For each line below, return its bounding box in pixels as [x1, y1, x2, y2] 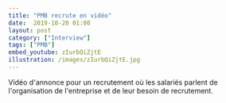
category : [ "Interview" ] [8, 33, 91, 42]
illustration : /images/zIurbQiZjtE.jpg [8, 56, 141, 64]
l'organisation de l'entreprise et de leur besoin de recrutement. [8, 86, 213, 95]
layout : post [8, 26, 52, 34]
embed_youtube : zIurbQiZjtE [8, 48, 102, 56]
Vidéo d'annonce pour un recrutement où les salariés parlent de [8, 77, 218, 87]
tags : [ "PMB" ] [8, 41, 56, 49]
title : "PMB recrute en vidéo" [8, 11, 112, 20]
